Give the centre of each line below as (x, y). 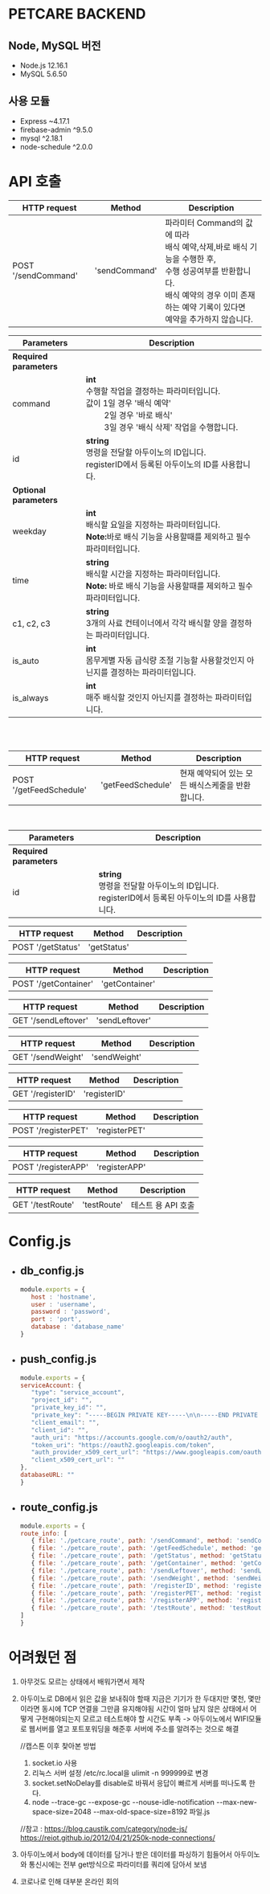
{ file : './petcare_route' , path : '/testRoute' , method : (128, 1608)
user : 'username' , (63, 1304)
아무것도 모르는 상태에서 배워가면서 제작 (82, 1681)
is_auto (26, 661)
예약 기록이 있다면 (214, 307)
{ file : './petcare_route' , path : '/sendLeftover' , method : (134, 1571)
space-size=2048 (61, 1811)
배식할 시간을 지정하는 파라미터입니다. (153, 574)
